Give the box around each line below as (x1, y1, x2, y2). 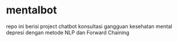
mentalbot (6, 3, 57, 17)
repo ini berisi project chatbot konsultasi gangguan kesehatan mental (6, 23, 172, 30)
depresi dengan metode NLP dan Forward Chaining (6, 29, 130, 36)
